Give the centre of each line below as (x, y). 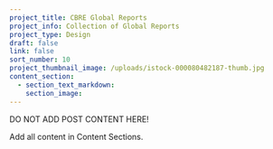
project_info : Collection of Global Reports (94, 26)
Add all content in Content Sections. (76, 136)
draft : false (34, 43)
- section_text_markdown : (66, 85)
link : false (32, 51)
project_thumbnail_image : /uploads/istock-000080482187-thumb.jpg (137, 69)
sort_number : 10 (40, 60)
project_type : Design (50, 34)
